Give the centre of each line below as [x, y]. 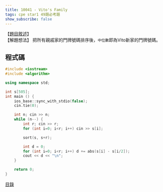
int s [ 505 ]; [17, 92]
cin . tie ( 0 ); [26, 106]
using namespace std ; [28, 83]
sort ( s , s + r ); [38, 138]
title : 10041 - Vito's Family [37, 10]
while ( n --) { [29, 119]
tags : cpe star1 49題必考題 [33, 14]
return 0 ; [24, 170]
